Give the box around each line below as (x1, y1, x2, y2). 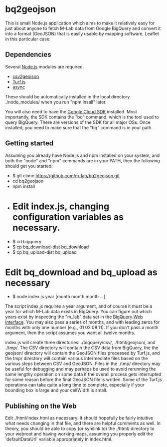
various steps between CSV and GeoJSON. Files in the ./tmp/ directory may (5, 361, 161, 367)
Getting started (5, 139, 54, 148)
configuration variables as (12, 211, 124, 223)
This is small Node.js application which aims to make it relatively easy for (5, 20, 155, 26)
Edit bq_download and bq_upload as (5, 266, 158, 278)
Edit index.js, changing (12, 201, 110, 212)
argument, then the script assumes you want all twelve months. (5, 330, 136, 336)
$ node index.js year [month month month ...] (12, 294, 106, 300)
